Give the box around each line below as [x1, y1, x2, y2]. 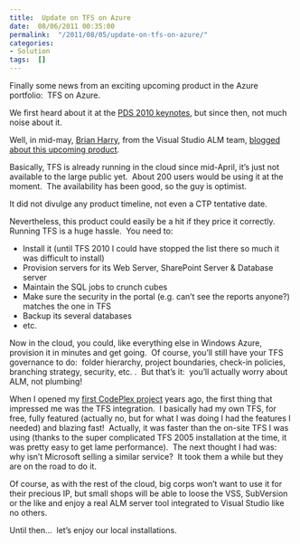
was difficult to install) [22, 253, 106, 263]
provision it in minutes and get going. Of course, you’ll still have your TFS [9, 348, 284, 358]
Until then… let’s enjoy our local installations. [9, 525, 178, 535]
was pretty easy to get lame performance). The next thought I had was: [9, 442, 277, 453]
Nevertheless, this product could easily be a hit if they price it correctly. [9, 216, 276, 226]
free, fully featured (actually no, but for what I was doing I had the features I [9, 413, 291, 424]
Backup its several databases [22, 310, 133, 321]
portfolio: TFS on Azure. [9, 90, 101, 100]
